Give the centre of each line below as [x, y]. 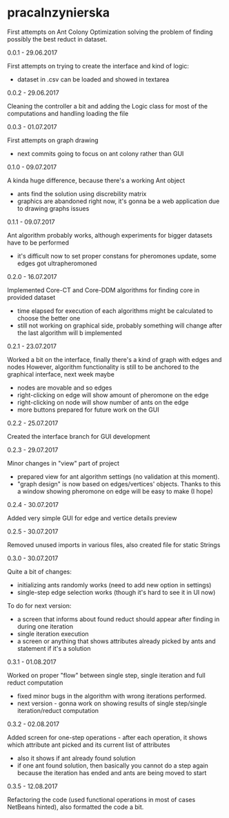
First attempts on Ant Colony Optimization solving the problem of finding [110, 32]
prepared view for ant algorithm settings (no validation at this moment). [118, 476]
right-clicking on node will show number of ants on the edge [103, 402]
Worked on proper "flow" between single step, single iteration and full [106, 675]
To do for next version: [39, 605]
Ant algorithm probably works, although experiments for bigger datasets [110, 235]
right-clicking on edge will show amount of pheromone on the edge [113, 394]
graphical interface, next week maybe [61, 374]
